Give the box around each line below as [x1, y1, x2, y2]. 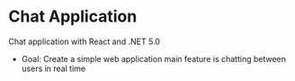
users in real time [21, 63, 86, 74]
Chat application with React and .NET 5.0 [8, 36, 161, 47]
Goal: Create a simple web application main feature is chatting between [21, 53, 287, 64]
